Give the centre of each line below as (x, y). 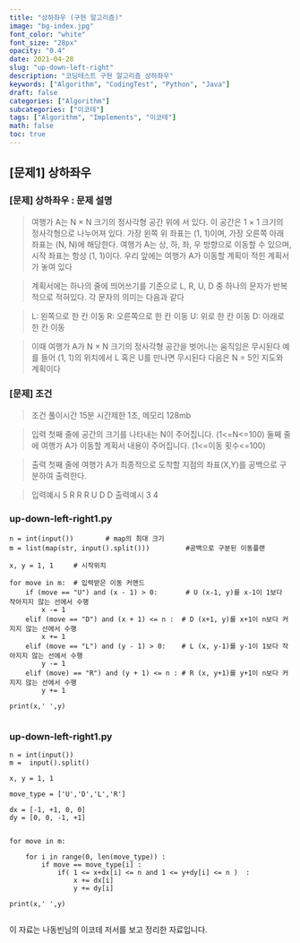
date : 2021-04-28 (42, 59)
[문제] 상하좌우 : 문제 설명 (61, 201)
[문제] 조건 (31, 394)
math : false (31, 126)
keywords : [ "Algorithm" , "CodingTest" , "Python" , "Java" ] (120, 84)
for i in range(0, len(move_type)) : (96, 857)
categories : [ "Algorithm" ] (60, 101)
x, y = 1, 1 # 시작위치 (58, 566)
